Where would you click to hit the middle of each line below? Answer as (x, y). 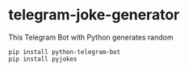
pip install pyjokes (43, 59)
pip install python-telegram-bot (65, 52)
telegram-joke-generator (94, 15)
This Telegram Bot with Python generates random (91, 37)
